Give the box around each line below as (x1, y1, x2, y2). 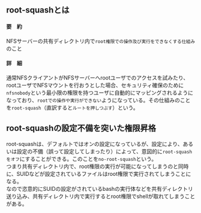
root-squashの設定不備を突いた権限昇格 (6, 123, 157, 133)
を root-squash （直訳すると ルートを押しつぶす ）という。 (6, 104, 139, 111)
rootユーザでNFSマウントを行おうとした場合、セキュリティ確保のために (6, 81, 184, 89)
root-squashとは (6, 5, 70, 16)
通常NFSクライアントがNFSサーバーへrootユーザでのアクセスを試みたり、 (6, 74, 189, 81)
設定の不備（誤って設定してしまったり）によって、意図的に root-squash (16, 148, 193, 155)
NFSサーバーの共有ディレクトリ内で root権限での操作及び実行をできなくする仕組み (6, 37, 196, 44)
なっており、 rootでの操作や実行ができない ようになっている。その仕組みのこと (6, 96, 191, 104)
